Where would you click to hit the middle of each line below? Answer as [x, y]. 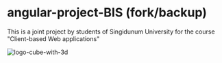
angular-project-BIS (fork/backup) [107, 13]
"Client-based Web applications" [53, 38]
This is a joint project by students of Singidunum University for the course [111, 32]
